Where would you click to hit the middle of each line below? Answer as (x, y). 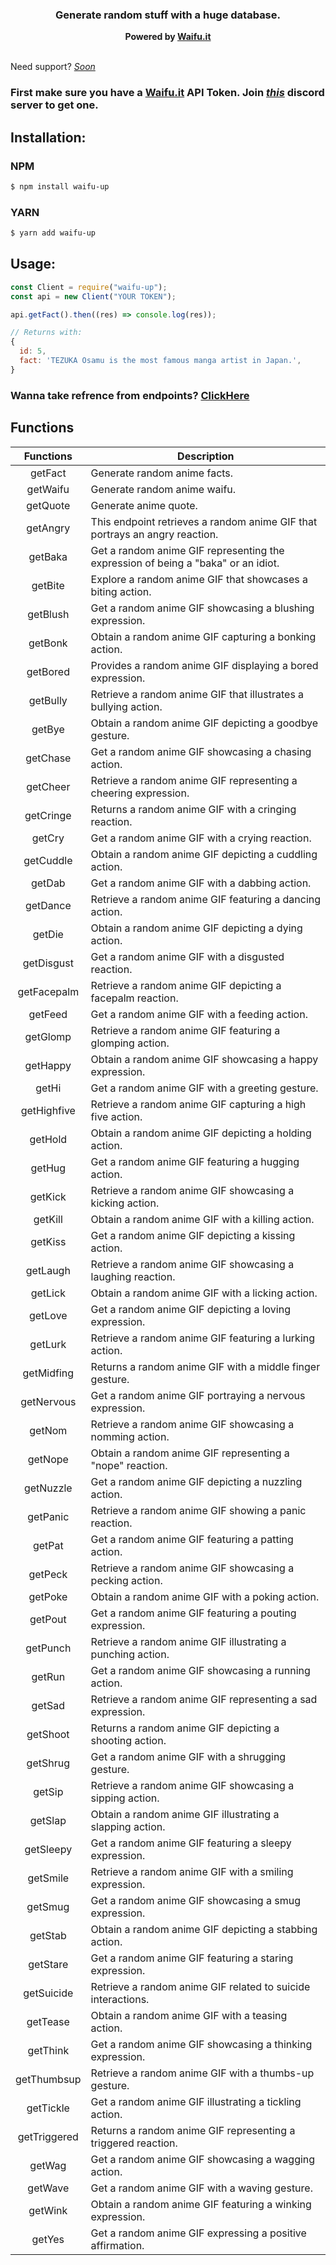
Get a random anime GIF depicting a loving (190, 1309)
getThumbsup (48, 2079)
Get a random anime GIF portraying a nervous (198, 1395)
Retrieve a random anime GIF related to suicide (200, 1986)
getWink (48, 2210)
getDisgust (48, 963)
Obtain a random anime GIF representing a (190, 1453)
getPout (48, 1619)
